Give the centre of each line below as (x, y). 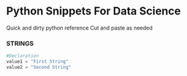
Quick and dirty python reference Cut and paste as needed (79, 28)
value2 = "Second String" (39, 67)
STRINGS (20, 43)
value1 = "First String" (37, 62)
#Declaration (23, 56)
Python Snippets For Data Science (93, 11)
